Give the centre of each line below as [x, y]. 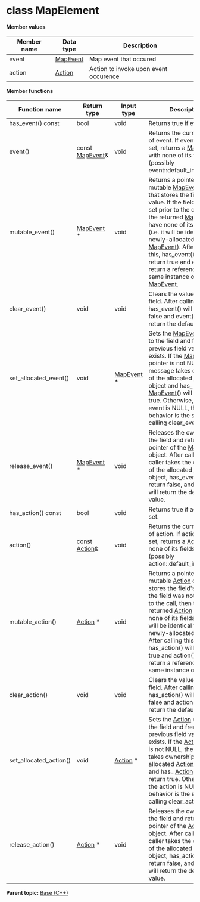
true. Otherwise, [171, 400]
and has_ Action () [173, 771]
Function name [40, 109]
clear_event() [28, 309]
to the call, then [170, 603]
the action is [165, 786]
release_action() [32, 844]
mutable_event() [32, 232]
